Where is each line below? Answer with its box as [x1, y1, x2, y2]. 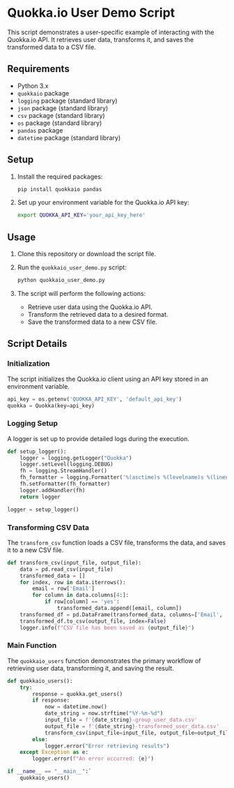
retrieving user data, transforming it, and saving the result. [7, 664, 174, 672]
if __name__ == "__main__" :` [7, 768, 92, 775]
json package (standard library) [17, 103, 109, 112]
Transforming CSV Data [7, 522, 89, 532]
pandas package [17, 126, 63, 134]
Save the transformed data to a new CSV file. [27, 318, 157, 326]
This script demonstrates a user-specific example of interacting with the [7, 28, 214, 36]
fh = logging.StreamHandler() [19, 468, 108, 475]
